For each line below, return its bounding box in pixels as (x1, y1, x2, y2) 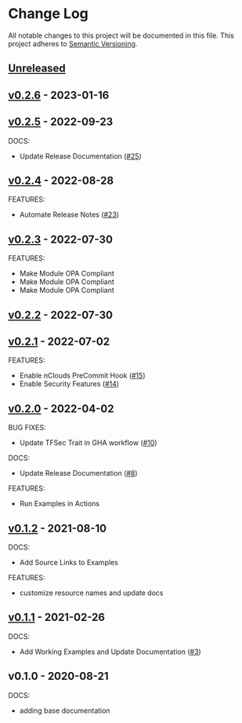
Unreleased (8, 62, 67, 75)
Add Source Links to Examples (19, 557, 119, 567)
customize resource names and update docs (19, 588, 164, 597)
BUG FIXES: (8, 423, 46, 433)
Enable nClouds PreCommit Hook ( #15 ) (19, 371, 146, 381)
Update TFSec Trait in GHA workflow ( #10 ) (19, 438, 157, 447)
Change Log (8, 5, 88, 23)
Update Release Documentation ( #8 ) (19, 469, 139, 478)
